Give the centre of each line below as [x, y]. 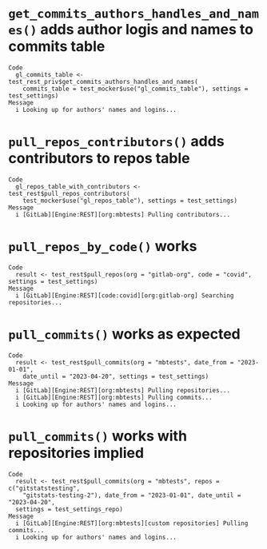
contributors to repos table [99, 159]
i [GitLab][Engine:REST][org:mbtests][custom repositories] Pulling [132, 523]
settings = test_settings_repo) [70, 509]
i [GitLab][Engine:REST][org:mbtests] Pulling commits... [114, 397]
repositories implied [76, 453]
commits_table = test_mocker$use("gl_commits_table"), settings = [135, 89]
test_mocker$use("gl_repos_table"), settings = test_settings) [130, 201]
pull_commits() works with [98, 436]
